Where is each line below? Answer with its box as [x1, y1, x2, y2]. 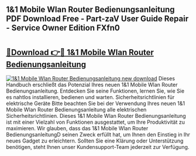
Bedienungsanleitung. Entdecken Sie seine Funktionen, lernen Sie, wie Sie [6, 87, 185, 94]
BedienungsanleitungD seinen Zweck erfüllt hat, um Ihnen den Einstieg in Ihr [6, 131, 190, 138]
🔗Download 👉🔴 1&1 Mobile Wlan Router [6, 47, 154, 57]
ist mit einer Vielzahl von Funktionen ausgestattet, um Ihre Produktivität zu [6, 118, 185, 126]
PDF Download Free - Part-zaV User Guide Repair [6, 14, 189, 24]
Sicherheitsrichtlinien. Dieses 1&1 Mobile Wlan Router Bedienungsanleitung [6, 113, 186, 119]
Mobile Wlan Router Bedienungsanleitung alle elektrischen [6, 106, 147, 113]
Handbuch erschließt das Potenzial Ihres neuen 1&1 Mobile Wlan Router [6, 82, 178, 88]
